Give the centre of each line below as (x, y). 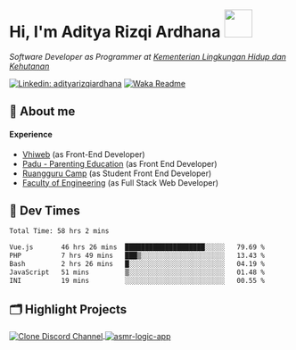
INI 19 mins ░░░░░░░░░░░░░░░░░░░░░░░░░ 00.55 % (137, 280)
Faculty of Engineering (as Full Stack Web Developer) (120, 182)
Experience (31, 134)
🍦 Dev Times (45, 210)
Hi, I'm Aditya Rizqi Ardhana (115, 32)
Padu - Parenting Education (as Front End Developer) (119, 163)
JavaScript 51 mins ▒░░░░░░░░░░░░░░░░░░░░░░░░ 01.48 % (137, 272)
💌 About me (42, 112)
